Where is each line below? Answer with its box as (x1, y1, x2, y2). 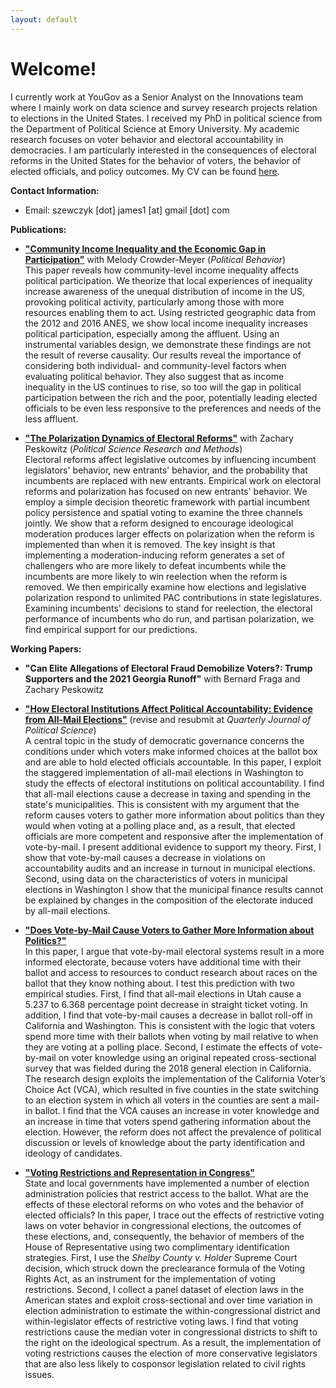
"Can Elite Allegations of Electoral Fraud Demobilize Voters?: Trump (24, 662, 313, 674)
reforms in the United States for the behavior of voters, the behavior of (10, 154, 302, 166)
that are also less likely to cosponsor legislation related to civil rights (24, 1357, 307, 1370)
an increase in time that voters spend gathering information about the (24, 1115, 312, 1127)
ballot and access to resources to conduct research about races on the (24, 966, 318, 978)
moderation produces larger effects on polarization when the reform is (24, 527, 315, 540)
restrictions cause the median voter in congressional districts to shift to (24, 1326, 318, 1338)
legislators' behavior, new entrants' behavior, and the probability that (24, 464, 308, 476)
